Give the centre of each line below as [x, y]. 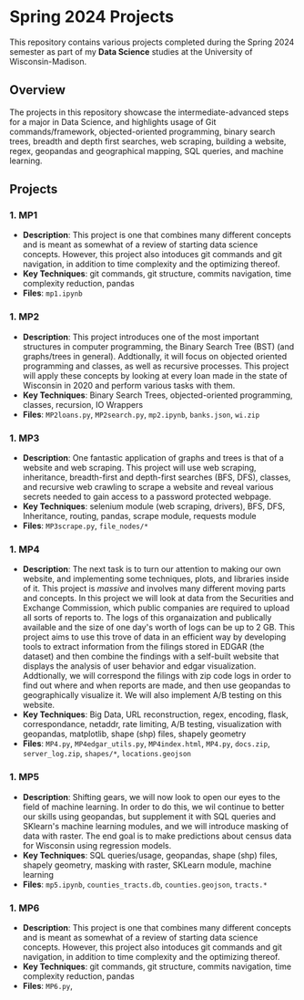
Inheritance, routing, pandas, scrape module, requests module [139, 516]
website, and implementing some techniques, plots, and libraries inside [156, 579]
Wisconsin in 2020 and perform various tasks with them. [129, 385]
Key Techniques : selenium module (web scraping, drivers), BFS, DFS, [154, 506]
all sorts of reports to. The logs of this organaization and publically [147, 618]
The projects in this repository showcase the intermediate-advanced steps [149, 112]
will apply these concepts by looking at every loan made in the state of [155, 375]
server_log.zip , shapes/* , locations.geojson [106, 754]
